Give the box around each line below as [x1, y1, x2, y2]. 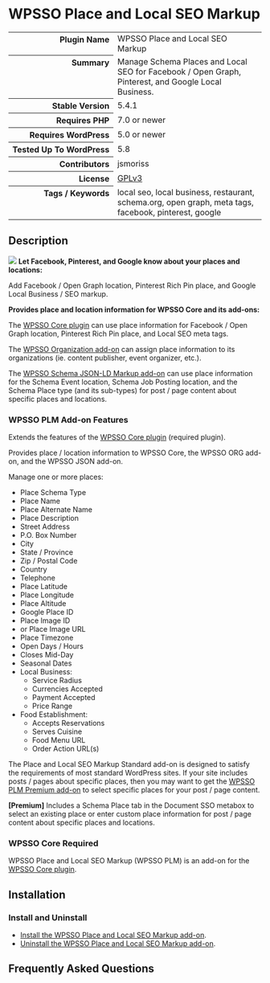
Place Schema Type [19, 488, 87, 498]
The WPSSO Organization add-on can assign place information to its [8, 344, 235, 354]
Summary [71, 57, 110, 68]
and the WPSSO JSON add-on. [20, 457, 123, 466]
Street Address [19, 522, 71, 531]
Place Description [19, 514, 79, 523]
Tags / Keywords [43, 188, 110, 199]
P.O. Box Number [19, 530, 77, 540]
